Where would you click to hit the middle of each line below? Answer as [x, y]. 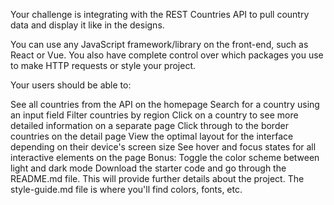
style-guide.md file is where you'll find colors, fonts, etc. [126, 189]
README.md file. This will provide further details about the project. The [157, 178]
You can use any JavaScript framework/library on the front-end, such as [159, 44]
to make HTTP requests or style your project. [103, 65]
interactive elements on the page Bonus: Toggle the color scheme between [165, 157]
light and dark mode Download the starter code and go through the [148, 168]
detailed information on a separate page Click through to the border [149, 125]
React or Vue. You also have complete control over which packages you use [167, 55]
